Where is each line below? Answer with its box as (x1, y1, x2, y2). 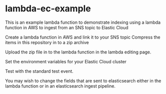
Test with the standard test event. (5, 68, 73, 74)
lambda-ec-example (5, 3, 91, 14)
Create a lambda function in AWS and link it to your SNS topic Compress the (5, 34, 161, 40)
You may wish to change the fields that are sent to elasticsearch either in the (5, 78, 162, 84)
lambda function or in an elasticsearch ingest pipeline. (5, 83, 115, 89)
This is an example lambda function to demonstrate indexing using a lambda (5, 19, 161, 25)
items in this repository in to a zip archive (5, 39, 89, 45)
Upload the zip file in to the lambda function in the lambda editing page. (5, 49, 152, 55)
